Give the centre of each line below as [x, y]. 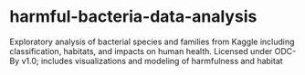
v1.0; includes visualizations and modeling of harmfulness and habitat [152, 61]
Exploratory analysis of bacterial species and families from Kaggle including [152, 42]
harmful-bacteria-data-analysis [133, 17]
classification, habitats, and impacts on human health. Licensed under [141, 51]
